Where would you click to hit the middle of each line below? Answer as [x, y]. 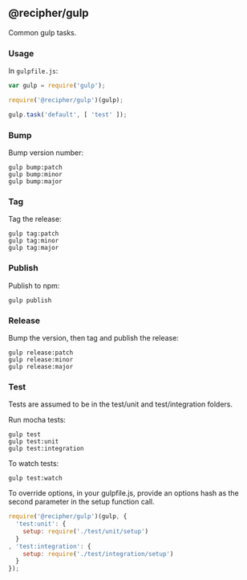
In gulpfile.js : [33, 71]
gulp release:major [41, 366]
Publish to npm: [34, 285]
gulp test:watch [35, 478]
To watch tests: [34, 464]
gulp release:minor [41, 359]
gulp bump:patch [35, 168]
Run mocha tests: [37, 420]
